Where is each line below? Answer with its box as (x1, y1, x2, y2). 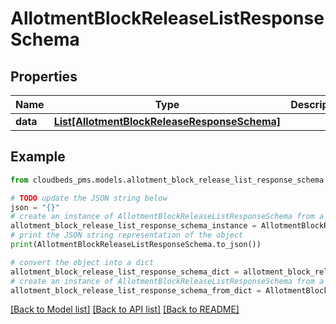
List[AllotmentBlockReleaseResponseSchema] (53, 115, 282, 128)
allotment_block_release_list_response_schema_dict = (10, 267, 240, 277)
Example (10, 148, 66, 166)
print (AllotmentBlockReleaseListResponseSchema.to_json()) (10, 240, 262, 250)
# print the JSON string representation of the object (10, 230, 244, 241)
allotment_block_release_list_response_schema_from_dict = (10, 285, 262, 296)
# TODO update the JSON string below (10, 193, 168, 203)
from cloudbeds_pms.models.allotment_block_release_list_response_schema (10, 175, 325, 185)
